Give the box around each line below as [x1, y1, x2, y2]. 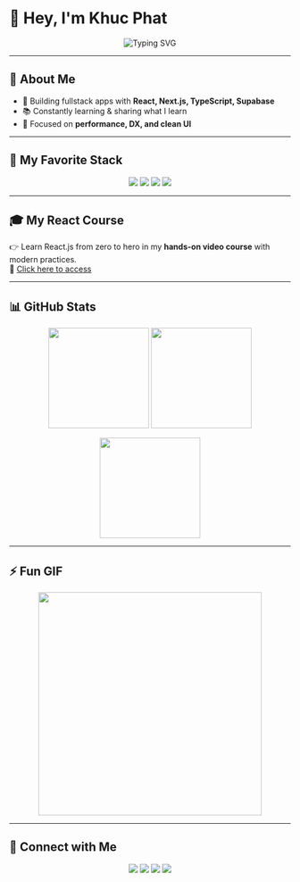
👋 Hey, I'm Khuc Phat [9, 8, 168, 29]
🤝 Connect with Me [9, 839, 118, 855]
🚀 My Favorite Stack [9, 153, 123, 168]
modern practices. [9, 254, 78, 265]
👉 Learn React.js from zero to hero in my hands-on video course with [9, 241, 271, 253]
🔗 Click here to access [9, 263, 92, 275]
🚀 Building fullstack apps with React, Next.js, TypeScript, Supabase [21, 96, 275, 106]
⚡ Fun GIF [9, 563, 63, 578]
